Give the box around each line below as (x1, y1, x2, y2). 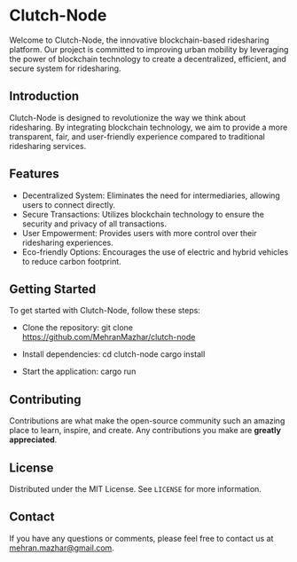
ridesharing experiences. (21, 237, 113, 248)
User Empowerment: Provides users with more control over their (21, 227, 257, 238)
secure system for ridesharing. (9, 63, 121, 74)
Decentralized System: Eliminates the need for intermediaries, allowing (21, 190, 281, 201)
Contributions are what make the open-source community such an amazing (9, 416, 285, 426)
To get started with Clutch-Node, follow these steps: (9, 305, 201, 316)
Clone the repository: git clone (21, 322, 133, 333)
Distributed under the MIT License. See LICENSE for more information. (9, 484, 262, 494)
